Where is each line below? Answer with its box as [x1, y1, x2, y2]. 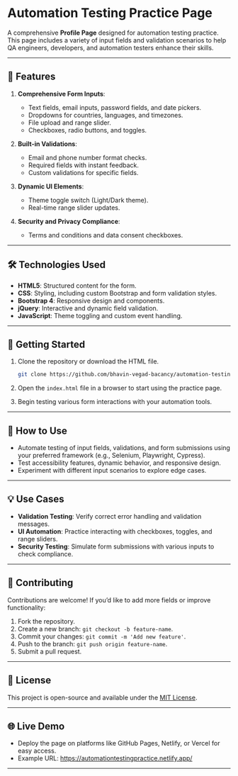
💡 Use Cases [7, 493, 65, 505]
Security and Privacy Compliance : [17, 217, 120, 225]
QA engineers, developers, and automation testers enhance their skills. [7, 43, 214, 52]
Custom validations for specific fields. [28, 168, 139, 176]
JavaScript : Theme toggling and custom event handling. [17, 311, 183, 320]
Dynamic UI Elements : [17, 182, 84, 191]
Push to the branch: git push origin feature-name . [17, 639, 168, 648]
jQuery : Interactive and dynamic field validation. [17, 303, 159, 313]
